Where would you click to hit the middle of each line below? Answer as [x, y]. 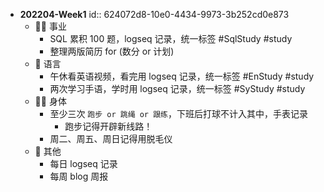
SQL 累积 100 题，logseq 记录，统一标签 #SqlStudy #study [171, 38]
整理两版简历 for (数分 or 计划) [112, 51]
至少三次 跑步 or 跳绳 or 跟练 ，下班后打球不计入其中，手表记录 [178, 113]
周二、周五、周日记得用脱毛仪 [111, 138]
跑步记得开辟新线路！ [108, 126]
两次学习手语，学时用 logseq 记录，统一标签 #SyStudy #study [177, 88]
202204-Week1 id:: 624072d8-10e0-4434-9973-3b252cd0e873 [154, 14]
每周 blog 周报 [79, 176]
